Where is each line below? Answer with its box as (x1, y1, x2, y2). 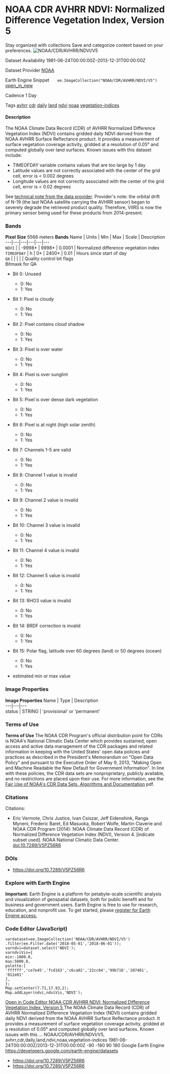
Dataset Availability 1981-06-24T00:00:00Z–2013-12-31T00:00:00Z (5, 57, 146, 63)
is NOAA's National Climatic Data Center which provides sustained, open (5, 738, 157, 744)
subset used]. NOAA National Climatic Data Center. (12, 837, 120, 843)
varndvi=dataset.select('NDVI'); (5, 946, 76, 951)
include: (5, 152, 22, 158)
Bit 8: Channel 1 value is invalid (12, 472, 78, 478)
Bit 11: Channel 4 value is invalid (12, 547, 80, 553)
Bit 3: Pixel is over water (12, 346, 63, 352)
